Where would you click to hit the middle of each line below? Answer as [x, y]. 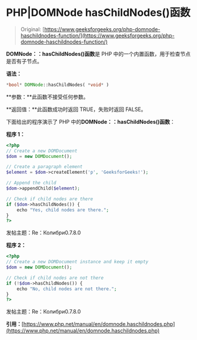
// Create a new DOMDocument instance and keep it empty [77, 262]
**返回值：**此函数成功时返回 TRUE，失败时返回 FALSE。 [76, 109]
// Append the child [31, 183]
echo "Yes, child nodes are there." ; [63, 210]
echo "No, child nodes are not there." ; [67, 289]
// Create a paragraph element [44, 167]
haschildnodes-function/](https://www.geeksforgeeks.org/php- [97, 35]
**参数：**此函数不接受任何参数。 [48, 97]
